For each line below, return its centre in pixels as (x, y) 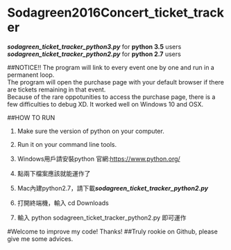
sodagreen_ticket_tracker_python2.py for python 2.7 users (94, 54)
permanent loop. (31, 75)
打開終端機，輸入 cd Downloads (63, 203)
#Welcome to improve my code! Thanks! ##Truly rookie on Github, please (113, 231)
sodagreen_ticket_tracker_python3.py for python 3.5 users (94, 46)
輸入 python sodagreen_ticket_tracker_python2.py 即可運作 (102, 217)
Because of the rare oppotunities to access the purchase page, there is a (111, 97)
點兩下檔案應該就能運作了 (54, 173)
